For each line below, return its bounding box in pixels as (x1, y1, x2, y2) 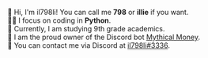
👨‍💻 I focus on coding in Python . (7, 16, 112, 25)
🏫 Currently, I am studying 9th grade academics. (7, 24, 165, 33)
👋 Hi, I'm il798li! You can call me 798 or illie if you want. (7, 8, 189, 16)
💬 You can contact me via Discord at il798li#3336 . (7, 41, 171, 50)
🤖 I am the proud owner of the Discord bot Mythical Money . (7, 32, 201, 42)
